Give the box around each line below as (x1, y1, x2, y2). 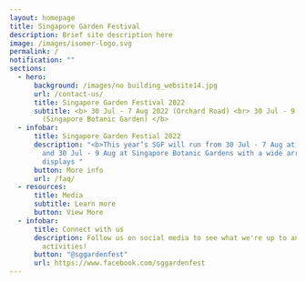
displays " (42, 156, 84, 166)
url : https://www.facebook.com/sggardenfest (33, 258, 206, 268)
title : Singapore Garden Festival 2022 (33, 97, 185, 107)
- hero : (17, 73, 47, 82)
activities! (42, 242, 88, 251)
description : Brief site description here (9, 30, 173, 39)
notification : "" (9, 55, 76, 65)
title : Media (33, 191, 84, 200)
